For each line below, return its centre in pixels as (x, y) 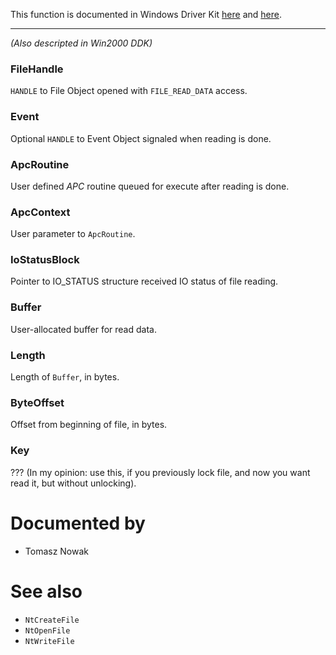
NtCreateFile (52, 620)
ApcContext (40, 212)
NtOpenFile (47, 630)
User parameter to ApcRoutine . (73, 234)
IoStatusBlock (45, 260)
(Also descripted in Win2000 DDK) (81, 43)
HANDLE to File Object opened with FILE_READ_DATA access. (129, 91)
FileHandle (37, 69)
